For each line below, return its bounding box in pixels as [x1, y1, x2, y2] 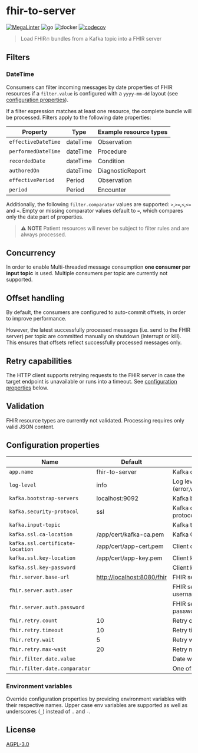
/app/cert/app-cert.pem [96, 542, 164, 550]
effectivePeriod [9, 177, 55, 183]
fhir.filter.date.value [9, 655, 76, 662]
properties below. [6, 384, 49, 391]
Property [22, 128, 48, 136]
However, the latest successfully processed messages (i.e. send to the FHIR [6, 326, 191, 333]
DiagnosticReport [97, 166, 146, 174]
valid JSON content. [6, 423, 55, 430]
